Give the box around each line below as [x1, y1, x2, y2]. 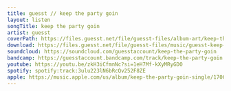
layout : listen [7, 16, 51, 23]
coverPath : [7, 36, 38, 42]
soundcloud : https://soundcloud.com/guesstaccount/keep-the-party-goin [7, 49, 217, 55]
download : [7, 42, 36, 49]
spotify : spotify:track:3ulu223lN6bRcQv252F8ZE [7, 67, 146, 74]
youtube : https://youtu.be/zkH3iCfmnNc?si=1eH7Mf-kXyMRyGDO [7, 61, 184, 68]
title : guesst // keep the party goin [7, 10, 118, 17]
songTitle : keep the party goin [7, 23, 100, 29]
